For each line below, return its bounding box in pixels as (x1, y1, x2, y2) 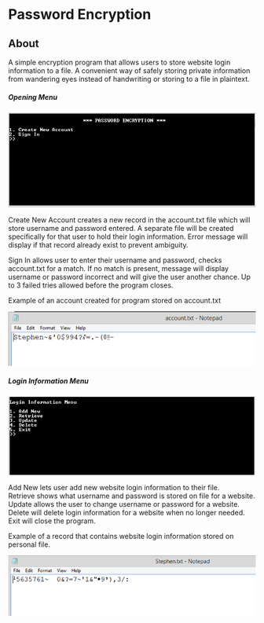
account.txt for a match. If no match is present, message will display (8, 264, 229, 273)
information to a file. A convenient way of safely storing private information (8, 66, 251, 75)
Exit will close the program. (8, 516, 96, 526)
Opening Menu (8, 92, 58, 101)
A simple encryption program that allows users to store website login (8, 57, 231, 67)
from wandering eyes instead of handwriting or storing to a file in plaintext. (8, 75, 250, 83)
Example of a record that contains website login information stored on (8, 532, 234, 541)
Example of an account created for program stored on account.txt (8, 296, 222, 306)
